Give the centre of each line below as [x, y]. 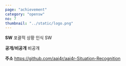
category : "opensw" [25, 14]
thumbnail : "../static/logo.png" [39, 23]
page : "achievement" [26, 10]
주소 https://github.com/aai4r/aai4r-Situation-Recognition [63, 59]
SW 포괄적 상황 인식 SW [29, 38]
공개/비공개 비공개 [23, 48]
